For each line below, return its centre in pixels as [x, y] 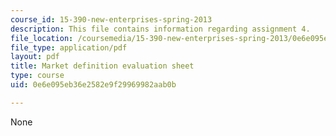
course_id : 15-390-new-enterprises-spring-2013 [111, 19]
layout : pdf [35, 57]
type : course [37, 76]
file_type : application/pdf [69, 47]
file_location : [42, 38]
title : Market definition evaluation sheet [102, 66]
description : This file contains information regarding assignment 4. [160, 29]
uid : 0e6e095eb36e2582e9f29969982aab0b [93, 85]
